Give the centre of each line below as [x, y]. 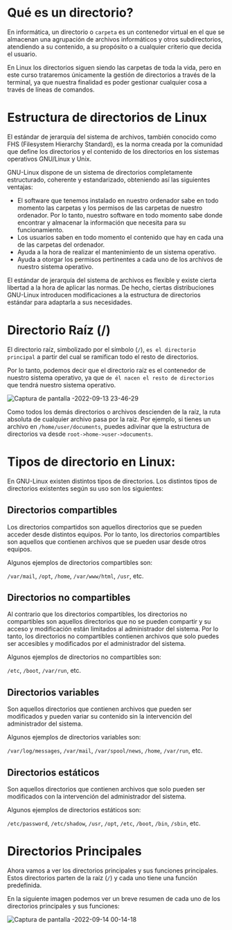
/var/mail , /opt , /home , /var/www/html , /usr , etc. [75, 576]
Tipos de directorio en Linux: [91, 462]
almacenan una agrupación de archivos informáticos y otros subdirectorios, [115, 39]
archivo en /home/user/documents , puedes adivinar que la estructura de [108, 426]
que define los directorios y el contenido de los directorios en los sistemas [113, 151]
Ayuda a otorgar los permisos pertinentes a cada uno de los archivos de [120, 259]
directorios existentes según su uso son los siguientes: [86, 488]
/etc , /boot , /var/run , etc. [44, 671]
